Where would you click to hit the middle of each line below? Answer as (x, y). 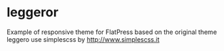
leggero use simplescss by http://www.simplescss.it (83, 39)
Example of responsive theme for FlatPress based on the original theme (112, 32)
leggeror (32, 12)
